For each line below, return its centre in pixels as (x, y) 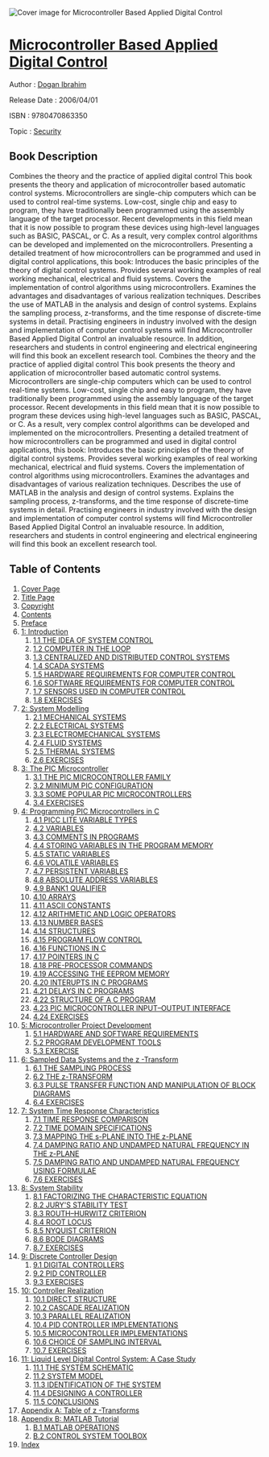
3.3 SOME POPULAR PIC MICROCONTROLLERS (112, 794)
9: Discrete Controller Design (69, 1256)
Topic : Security (35, 131)
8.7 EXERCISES (58, 1248)
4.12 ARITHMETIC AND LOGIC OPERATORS (104, 913)
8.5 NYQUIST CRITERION (74, 1230)
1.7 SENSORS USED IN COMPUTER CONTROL (109, 691)
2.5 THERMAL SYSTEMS (74, 751)
